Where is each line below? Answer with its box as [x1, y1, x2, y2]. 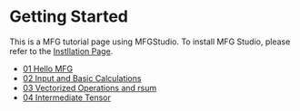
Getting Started [9, 6, 129, 27]
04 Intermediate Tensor [22, 92, 111, 103]
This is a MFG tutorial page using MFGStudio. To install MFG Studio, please [9, 36, 291, 47]
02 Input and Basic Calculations [22, 72, 142, 83]
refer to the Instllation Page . [9, 45, 114, 56]
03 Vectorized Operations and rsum [22, 82, 157, 93]
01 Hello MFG [22, 63, 74, 74]
